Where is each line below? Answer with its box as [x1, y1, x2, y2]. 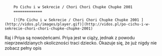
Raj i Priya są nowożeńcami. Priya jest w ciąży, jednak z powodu [4, 35, 135, 40]
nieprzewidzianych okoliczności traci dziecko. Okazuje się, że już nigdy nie [4, 40, 157, 46]
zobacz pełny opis [4, 45, 42, 51]
